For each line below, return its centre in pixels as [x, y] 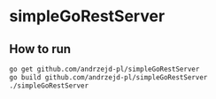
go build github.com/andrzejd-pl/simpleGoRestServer [108, 77]
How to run [40, 49]
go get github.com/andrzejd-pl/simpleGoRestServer [104, 69]
